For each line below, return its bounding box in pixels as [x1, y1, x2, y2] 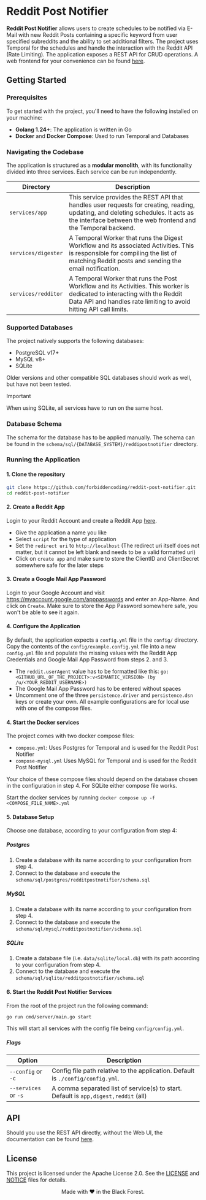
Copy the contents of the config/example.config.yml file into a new [6, 643, 177, 650]
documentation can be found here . [6, 1136, 94, 1143]
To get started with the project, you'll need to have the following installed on [6, 107, 198, 115]
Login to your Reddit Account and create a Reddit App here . [6, 517, 158, 524]
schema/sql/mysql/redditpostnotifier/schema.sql [15, 926, 142, 933]
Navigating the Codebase [6, 147, 84, 156]
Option [17, 1056, 38, 1065]
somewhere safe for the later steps [15, 561, 104, 569]
